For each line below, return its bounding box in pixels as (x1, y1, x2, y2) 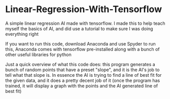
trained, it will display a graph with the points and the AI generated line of (5, 82, 158, 89)
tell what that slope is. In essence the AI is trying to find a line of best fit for (5, 72, 162, 78)
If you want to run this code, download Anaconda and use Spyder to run (5, 40, 156, 46)
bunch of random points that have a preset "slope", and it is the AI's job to (5, 67, 160, 73)
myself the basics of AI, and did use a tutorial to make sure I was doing (5, 25, 153, 31)
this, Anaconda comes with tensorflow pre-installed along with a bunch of (5, 46, 160, 52)
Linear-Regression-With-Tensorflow (5, 4, 162, 15)
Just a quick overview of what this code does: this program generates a (5, 61, 156, 67)
